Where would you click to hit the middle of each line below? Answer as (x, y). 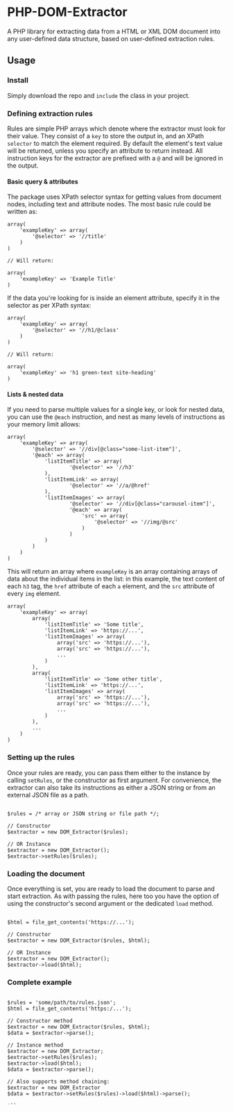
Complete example (40, 982)
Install (18, 81)
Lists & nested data (35, 394)
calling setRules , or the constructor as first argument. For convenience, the (114, 780)
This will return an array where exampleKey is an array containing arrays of (113, 572)
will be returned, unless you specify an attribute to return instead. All (105, 151)
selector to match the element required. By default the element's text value (115, 143)
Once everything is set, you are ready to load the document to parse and (111, 888)
